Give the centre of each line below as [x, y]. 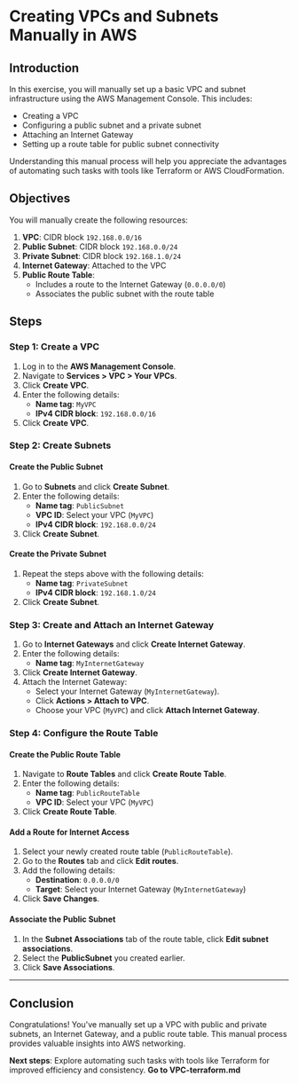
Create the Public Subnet [56, 467]
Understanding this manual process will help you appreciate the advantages [148, 161]
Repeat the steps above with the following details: [113, 573]
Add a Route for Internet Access [70, 832]
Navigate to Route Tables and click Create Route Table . [124, 774]
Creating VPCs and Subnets [114, 16]
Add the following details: [68, 870]
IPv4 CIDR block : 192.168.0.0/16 [96, 413]
